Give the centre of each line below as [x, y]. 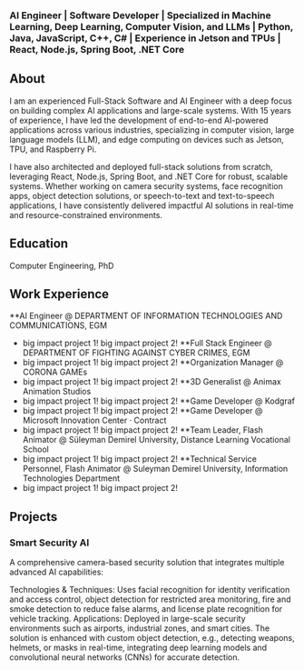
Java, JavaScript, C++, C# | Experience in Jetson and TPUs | [145, 38]
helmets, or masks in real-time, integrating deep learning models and [138, 648]
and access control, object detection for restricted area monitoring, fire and [151, 599]
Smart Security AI [49, 543]
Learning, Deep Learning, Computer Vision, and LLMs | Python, [151, 26]
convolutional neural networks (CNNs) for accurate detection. [125, 657]
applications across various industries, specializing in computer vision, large [152, 130]
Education [39, 244]
